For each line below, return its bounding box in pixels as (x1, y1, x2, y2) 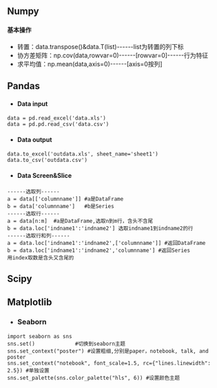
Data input (17, 100, 48, 108)
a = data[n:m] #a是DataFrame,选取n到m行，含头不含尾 (7, 217, 154, 224)
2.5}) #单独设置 (7, 367, 50, 374)
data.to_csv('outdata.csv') (7, 157, 88, 164)
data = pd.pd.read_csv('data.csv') (7, 121, 110, 128)
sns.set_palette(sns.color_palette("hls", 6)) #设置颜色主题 (7, 374, 180, 381)
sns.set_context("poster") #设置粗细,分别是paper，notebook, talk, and (7, 347, 209, 355)
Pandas (7, 80, 40, 92)
